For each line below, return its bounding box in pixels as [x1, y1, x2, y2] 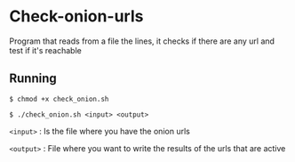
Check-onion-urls [9, 6, 144, 27]
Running [9, 71, 58, 86]
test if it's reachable [9, 45, 82, 55]
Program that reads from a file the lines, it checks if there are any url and [9, 36, 275, 46]
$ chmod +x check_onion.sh [9, 94, 109, 103]
